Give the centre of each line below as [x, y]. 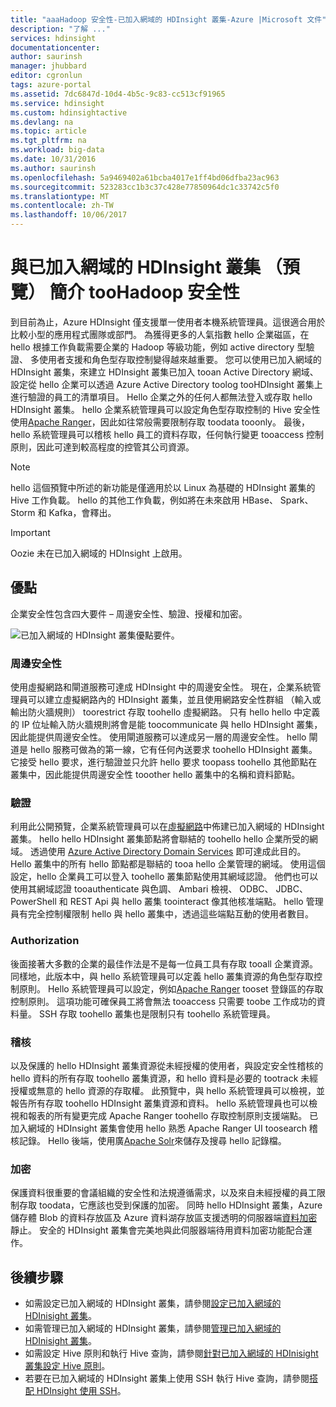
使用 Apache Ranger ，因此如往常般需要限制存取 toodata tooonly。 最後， [160, 422]
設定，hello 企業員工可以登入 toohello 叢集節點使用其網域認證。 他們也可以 [164, 877]
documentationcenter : [55, 47]
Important [30, 532]
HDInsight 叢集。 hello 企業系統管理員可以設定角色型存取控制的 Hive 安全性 [165, 409]
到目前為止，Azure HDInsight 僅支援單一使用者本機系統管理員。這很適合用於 [168, 322]
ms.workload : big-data [57, 150]
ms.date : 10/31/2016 [53, 159]
